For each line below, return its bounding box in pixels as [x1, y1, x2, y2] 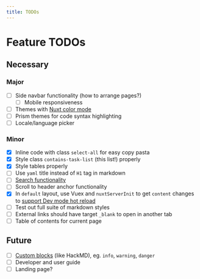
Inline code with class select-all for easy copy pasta [15, 149, 150, 156]
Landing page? [15, 265, 53, 272]
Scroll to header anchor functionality [15, 183, 107, 190]
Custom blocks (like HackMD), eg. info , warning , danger [15, 252, 155, 259]
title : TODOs [6, 9, 40, 15]
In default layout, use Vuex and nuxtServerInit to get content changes [15, 190, 195, 197]
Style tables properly [15, 162, 68, 170]
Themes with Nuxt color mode [15, 105, 91, 113]
